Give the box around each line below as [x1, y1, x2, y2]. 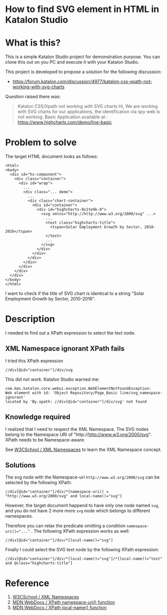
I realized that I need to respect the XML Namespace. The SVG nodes [5, 426, 149, 432]
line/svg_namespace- [119, 390, 163, 395]
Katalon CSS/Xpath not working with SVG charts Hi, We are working [17, 103, 158, 109]
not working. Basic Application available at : [17, 114, 108, 120]
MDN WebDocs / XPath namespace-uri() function [12, 599, 115, 605]
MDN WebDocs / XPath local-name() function [12, 604, 107, 610]
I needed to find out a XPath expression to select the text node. [5, 330, 136, 336]
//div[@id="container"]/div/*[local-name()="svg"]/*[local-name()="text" [5, 556, 163, 561]
